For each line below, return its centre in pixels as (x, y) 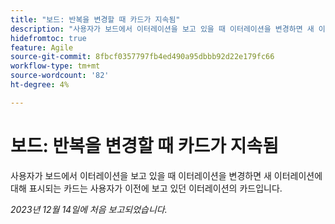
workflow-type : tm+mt (55, 66)
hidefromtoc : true (48, 38)
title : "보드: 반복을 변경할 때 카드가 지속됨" (95, 19)
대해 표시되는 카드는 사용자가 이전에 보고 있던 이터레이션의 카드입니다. (146, 188)
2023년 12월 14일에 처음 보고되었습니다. (89, 209)
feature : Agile (42, 47)
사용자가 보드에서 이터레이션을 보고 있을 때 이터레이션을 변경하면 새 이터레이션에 (166, 175)
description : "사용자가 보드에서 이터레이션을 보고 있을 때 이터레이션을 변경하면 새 (162, 29)
